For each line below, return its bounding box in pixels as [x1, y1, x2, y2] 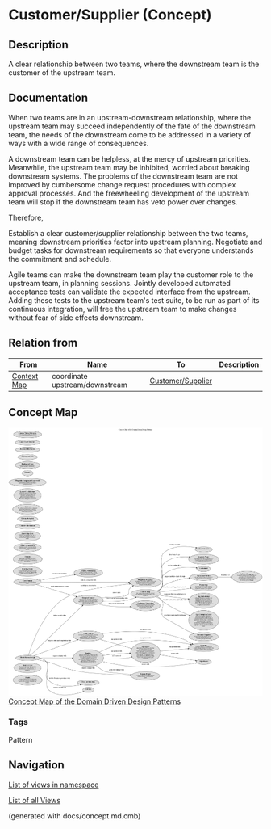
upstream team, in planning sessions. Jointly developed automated [8, 278, 231, 288]
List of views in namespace [8, 780, 99, 789]
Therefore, [8, 213, 44, 222]
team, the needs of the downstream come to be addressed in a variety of [8, 129, 252, 139]
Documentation [8, 91, 89, 105]
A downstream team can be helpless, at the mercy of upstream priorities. [8, 154, 251, 163]
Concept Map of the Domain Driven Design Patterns [8, 696, 181, 706]
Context [11, 372, 39, 381]
